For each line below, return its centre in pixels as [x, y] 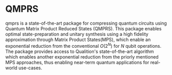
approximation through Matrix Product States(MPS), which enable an [78, 40]
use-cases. [30, 68]
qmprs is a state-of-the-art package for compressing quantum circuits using [86, 23]
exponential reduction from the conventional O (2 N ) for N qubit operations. [83, 45]
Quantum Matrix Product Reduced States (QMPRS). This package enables [83, 28]
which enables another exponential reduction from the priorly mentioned [82, 57]
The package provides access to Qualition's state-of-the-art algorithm [80, 51]
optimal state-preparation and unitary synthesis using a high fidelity [77, 34]
